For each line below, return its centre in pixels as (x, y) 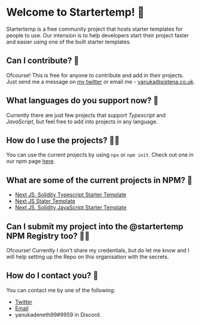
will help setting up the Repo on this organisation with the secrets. (88, 257)
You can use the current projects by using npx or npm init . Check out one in (100, 155)
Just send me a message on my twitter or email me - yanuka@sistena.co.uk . (100, 81)
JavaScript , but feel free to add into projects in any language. (82, 121)
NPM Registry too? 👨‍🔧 (48, 236)
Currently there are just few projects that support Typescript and (86, 115)
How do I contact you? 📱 (52, 276)
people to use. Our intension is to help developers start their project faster (97, 35)
